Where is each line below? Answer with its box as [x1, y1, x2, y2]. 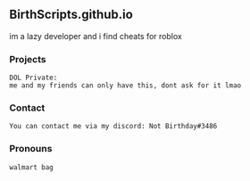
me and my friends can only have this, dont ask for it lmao [9, 81, 242, 90]
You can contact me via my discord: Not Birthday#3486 [9, 122, 218, 131]
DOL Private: [9, 73, 58, 83]
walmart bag [9, 162, 54, 172]
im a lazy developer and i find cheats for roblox [9, 30, 183, 41]
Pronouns [9, 143, 53, 155]
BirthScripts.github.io [9, 7, 134, 22]
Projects [9, 53, 46, 65]
